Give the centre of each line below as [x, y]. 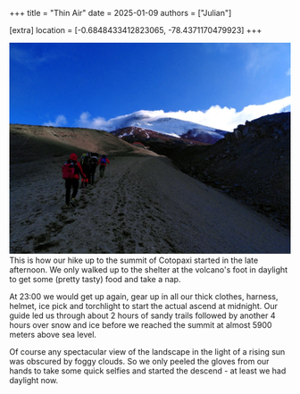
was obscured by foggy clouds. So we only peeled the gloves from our [139, 361]
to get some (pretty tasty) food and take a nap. [95, 279]
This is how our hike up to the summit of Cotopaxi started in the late [134, 260]
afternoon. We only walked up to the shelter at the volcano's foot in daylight [149, 270]
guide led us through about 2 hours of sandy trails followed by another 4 [142, 315]
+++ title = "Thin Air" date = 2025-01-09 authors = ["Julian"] [121, 13]
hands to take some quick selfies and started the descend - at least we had [148, 371]
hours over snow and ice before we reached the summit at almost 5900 [141, 325]
